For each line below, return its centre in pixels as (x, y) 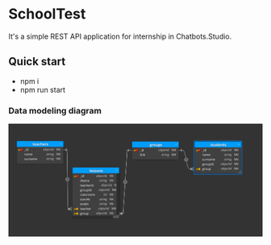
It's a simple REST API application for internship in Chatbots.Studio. (120, 36)
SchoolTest (47, 14)
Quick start (37, 62)
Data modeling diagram (55, 110)
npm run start (43, 89)
